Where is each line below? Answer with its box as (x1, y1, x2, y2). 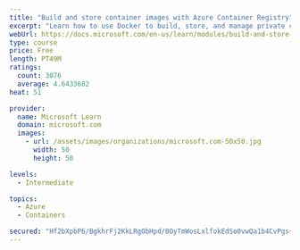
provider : (9, 104, 46, 112)
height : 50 (32, 154, 74, 162)
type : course (9, 37, 58, 47)
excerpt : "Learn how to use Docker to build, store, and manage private (9, 21, 286, 30)
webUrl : (9, 29, 38, 38)
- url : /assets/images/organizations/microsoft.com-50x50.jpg (25, 137, 262, 146)
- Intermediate (17, 178, 74, 187)
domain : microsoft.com (17, 121, 102, 129)
